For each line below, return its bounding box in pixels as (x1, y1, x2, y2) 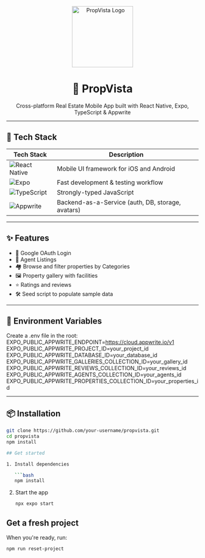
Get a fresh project (6, 518, 79, 528)
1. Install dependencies (6, 461, 70, 467)
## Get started (6, 450, 45, 456)
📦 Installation (6, 408, 61, 418)
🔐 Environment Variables (6, 316, 103, 326)
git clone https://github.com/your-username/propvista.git (6, 428, 160, 434)
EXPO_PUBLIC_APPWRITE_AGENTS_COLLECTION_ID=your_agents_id (6, 371, 182, 379)
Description (109, 150, 144, 158)
